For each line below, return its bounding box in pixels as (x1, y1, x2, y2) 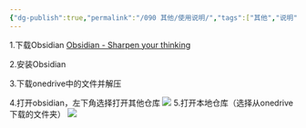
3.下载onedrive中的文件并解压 (9, 78, 122, 89)
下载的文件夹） (9, 108, 66, 119)
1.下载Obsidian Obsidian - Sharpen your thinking (9, 39, 191, 50)
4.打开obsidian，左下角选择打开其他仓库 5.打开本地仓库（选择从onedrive (9, 97, 294, 108)
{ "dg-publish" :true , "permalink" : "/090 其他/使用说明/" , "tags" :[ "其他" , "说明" (9, 13, 298, 23)
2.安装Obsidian (9, 58, 66, 69)
